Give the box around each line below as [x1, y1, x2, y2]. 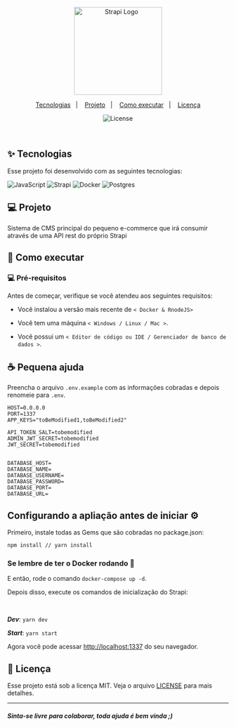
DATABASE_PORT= [7, 485, 52, 492]
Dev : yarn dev [7, 615, 48, 624]
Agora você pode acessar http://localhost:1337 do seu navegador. [7, 643, 199, 651]
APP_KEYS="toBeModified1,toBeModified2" [7, 417, 128, 424]
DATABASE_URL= [7, 490, 49, 498]
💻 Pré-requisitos [7, 273, 67, 282]
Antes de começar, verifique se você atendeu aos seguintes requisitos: [7, 292, 213, 300]
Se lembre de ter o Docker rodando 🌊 [7, 558, 135, 568]
